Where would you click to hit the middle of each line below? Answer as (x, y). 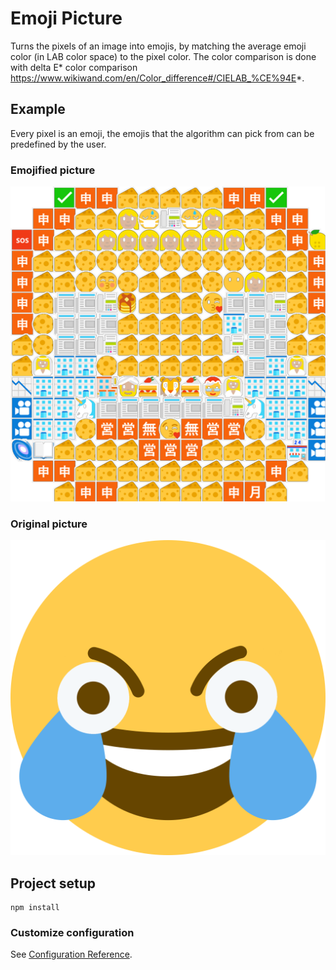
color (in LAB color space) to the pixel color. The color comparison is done (163, 56)
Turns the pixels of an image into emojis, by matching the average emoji (158, 46)
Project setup (53, 883)
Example (38, 109)
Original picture (49, 524)
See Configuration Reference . (71, 954)
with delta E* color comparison (74, 67)
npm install (35, 908)
